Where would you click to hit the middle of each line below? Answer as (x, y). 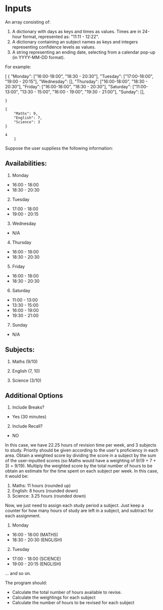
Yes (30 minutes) (29, 417)
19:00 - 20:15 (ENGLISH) (37, 564)
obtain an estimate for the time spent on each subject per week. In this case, (82, 471)
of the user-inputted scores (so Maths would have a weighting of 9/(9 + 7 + (81, 461)
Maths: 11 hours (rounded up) (41, 486)
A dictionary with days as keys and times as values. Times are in (77, 31)
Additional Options (34, 395)
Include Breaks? (28, 407)
